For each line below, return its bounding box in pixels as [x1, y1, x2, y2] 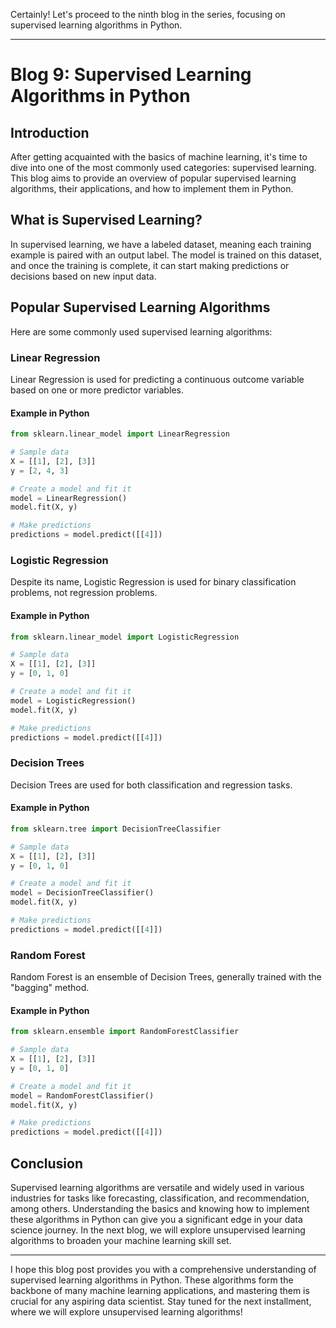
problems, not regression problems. [10, 587, 158, 599]
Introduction [10, 124, 90, 141]
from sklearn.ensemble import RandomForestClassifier [10, 1027, 240, 1037]
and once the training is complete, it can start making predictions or [10, 259, 290, 271]
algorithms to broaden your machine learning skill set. [10, 1234, 232, 1246]
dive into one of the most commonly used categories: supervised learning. [10, 162, 317, 173]
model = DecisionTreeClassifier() [10, 888, 155, 898]
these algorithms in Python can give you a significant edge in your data [10, 1213, 303, 1225]
